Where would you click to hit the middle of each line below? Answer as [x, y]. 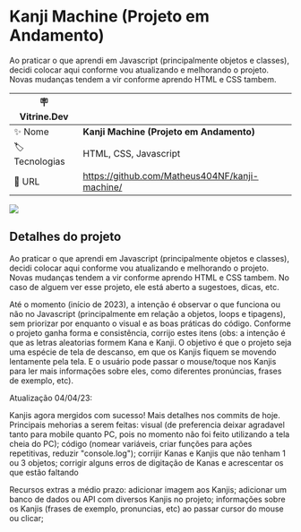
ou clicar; [26, 518]
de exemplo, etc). [42, 380]
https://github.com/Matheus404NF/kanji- [171, 176]
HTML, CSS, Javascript [132, 154]
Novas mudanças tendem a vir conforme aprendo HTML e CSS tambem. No [149, 277]
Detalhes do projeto [65, 237]
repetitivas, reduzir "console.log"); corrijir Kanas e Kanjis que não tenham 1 [148, 453]
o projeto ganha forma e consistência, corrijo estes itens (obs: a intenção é [147, 332]
